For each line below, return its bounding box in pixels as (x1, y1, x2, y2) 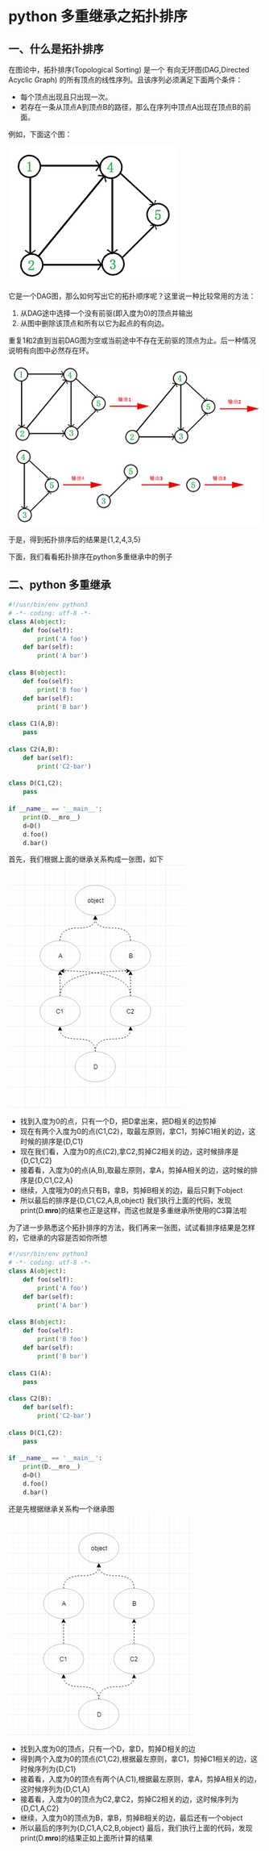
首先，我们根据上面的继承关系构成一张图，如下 (8, 854, 163, 864)
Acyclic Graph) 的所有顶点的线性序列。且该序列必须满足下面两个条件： (8, 75, 243, 85)
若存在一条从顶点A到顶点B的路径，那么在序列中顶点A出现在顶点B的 (19, 102, 244, 111)
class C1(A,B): (8, 719, 60, 728)
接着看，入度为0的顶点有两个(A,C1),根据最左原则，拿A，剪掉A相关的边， (19, 1774, 262, 1783)
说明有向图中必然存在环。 (8, 346, 93, 355)
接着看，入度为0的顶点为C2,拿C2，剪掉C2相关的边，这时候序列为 (19, 1794, 239, 1803)
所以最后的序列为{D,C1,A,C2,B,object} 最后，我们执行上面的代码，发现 (19, 1823, 253, 1832)
